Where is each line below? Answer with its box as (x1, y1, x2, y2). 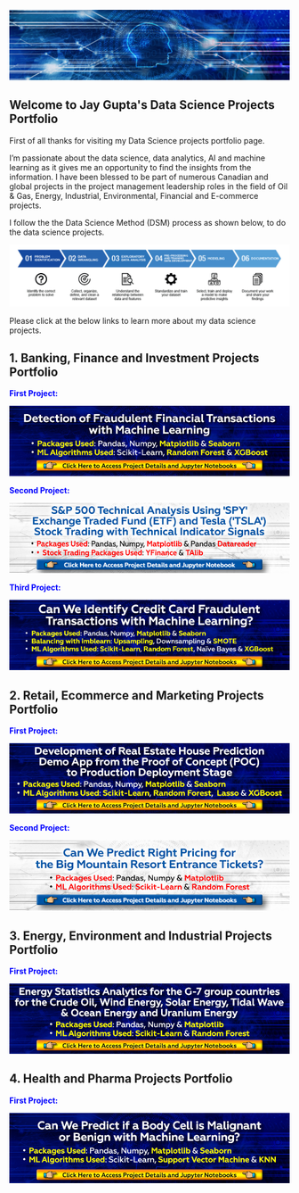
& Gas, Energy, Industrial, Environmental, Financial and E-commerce (9, 190, 259, 201)
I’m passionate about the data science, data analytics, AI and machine (9, 153, 265, 163)
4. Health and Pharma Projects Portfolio (9, 1072, 233, 1087)
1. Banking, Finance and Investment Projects (9, 350, 260, 366)
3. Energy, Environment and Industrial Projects (9, 928, 273, 943)
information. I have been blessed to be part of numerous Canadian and (9, 171, 269, 182)
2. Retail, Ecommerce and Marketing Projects (9, 688, 264, 703)
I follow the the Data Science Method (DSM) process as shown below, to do (9, 217, 287, 228)
